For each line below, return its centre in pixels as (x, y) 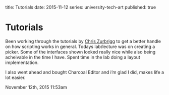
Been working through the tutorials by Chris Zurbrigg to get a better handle (83, 41)
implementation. (22, 62)
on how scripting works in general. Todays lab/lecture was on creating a (80, 46)
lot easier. (15, 77)
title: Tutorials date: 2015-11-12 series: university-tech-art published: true (81, 7)
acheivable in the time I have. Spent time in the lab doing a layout (73, 57)
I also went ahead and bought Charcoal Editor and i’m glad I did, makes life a (85, 72)
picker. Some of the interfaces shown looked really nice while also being (80, 51)
